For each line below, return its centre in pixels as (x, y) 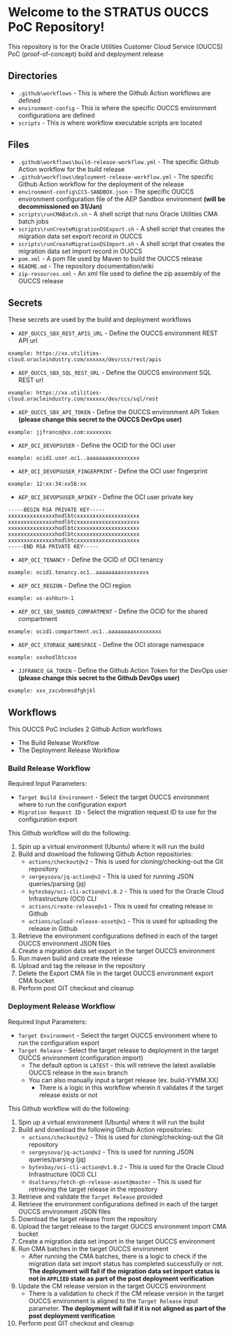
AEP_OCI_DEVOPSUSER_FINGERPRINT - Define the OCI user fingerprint (113, 471)
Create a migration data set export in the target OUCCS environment (116, 951)
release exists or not (68, 1095)
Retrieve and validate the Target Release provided (90, 1197)
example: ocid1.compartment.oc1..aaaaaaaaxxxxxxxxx (85, 632)
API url (28, 341)
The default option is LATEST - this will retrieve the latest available (122, 1065)
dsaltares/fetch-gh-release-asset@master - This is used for (115, 1181)
